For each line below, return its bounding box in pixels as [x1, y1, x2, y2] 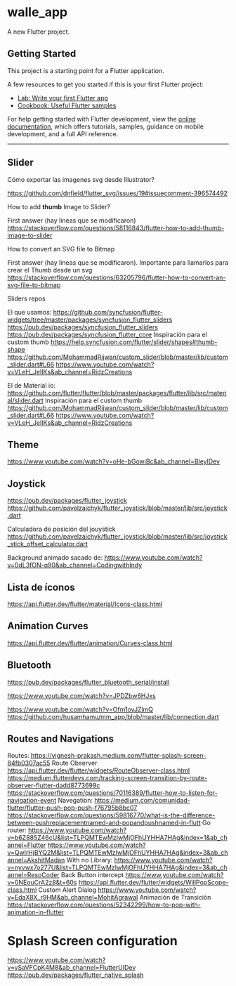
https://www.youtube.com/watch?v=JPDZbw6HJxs [7, 691, 156, 699]
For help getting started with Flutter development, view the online [7, 114, 197, 123]
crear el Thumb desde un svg [7, 265, 93, 274]
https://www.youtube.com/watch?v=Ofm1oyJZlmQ [7, 705, 153, 714]
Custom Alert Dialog [38, 886, 97, 894]
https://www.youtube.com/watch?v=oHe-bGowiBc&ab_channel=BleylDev [7, 457, 220, 466]
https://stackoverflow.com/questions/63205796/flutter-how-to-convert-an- [7, 273, 226, 282]
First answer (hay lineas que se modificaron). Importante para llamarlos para [7, 258, 229, 267]
